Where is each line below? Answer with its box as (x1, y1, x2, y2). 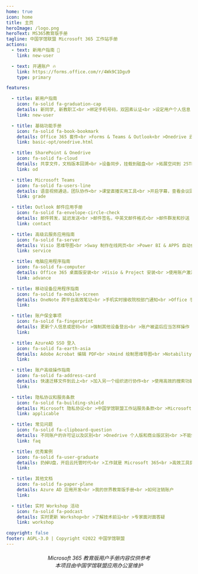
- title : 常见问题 (11, 421, 53, 427)
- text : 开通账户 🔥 (11, 63, 57, 69)
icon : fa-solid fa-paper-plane (16, 481, 94, 488)
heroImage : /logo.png (6, 25, 60, 31)
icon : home (6, 14, 33, 20)
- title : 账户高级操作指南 (11, 367, 71, 373)
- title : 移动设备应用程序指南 (11, 286, 80, 291)
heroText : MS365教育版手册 (6, 31, 68, 37)
